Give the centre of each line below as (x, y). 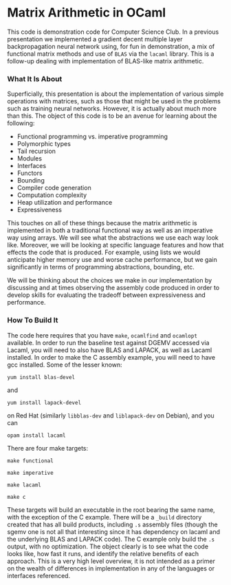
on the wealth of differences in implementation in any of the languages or (111, 568)
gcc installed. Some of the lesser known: (65, 365)
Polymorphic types (44, 144)
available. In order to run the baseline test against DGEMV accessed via (108, 342)
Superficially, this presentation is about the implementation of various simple (115, 94)
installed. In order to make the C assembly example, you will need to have (111, 357)
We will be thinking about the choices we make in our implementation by (110, 280)
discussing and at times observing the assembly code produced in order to (113, 288)
